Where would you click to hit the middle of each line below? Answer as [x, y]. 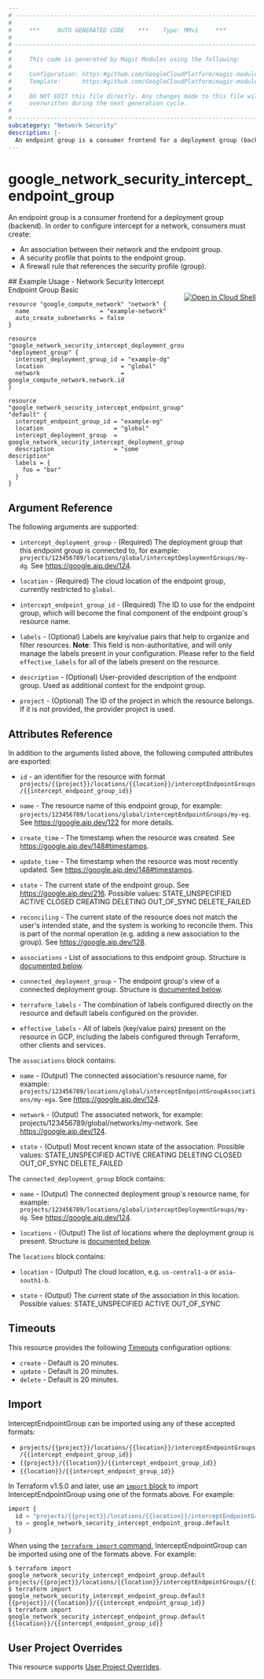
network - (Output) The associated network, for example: [111, 1115]
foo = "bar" [42, 470]
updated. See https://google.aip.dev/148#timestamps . [106, 870]
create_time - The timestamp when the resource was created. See [127, 838]
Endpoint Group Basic [43, 290]
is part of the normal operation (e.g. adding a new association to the [129, 934]
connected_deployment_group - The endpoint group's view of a [119, 981]
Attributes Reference [60, 734]
